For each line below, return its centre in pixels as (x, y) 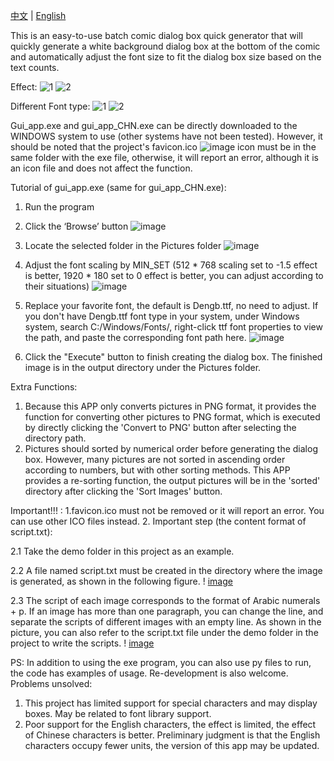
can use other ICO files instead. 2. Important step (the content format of (158, 521)
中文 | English (38, 15)
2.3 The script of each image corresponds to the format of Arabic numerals (165, 600)
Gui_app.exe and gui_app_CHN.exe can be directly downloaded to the (154, 125)
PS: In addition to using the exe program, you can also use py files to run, (161, 662)
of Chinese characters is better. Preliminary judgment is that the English (172, 735)
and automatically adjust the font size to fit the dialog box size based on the (166, 57)
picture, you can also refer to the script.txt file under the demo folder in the (164, 632)
